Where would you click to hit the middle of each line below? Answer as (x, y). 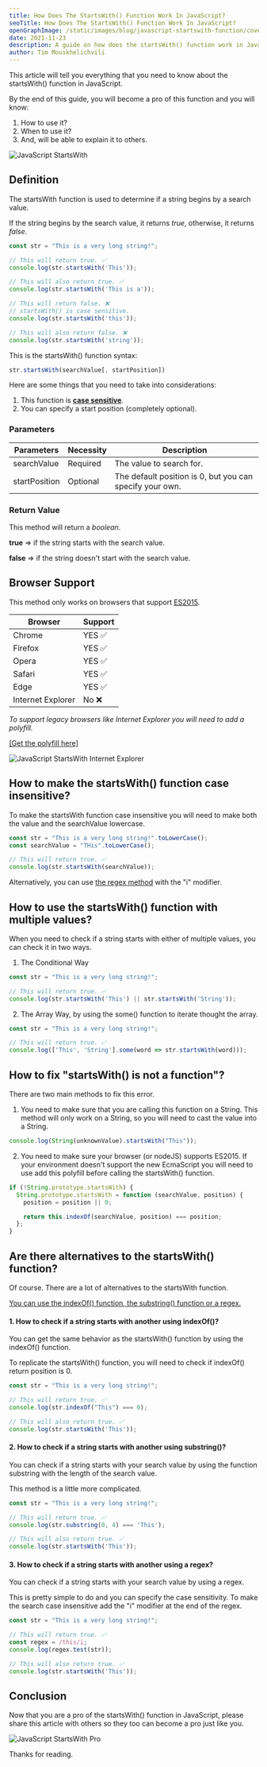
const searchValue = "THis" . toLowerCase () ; (82, 845)
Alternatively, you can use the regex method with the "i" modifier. (116, 882)
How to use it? (44, 123)
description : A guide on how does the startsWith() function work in (126, 45)
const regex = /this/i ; (48, 1642)
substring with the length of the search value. (83, 1473)
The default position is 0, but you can (183, 476)
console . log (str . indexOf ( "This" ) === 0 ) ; (78, 1407)
